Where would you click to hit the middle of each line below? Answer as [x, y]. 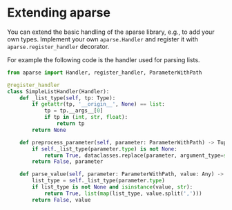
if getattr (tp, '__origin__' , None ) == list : [99, 104]
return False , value [61, 200]
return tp [70, 124]
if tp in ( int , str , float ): [86, 117]
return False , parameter [68, 162]
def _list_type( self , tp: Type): [68, 98]
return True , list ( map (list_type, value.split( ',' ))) [123, 193]
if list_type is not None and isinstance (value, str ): [113, 187]
